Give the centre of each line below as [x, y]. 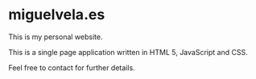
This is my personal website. [56, 37]
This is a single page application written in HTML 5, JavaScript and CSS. [128, 52]
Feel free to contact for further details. [72, 67]
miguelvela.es [57, 15]
